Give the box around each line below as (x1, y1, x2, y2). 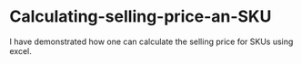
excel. (9, 45, 32, 56)
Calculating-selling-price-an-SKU (9, 6, 272, 27)
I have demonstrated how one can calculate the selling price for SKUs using (9, 36, 294, 47)
